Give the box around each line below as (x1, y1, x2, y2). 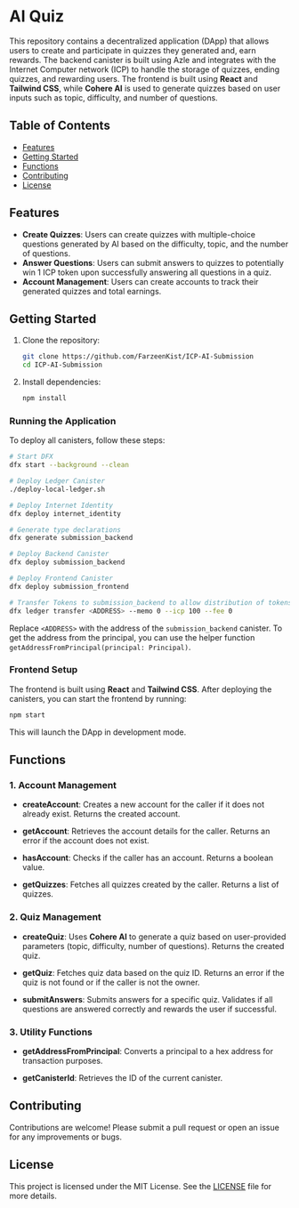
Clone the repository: (21, 335, 101, 346)
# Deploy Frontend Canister (9, 574, 114, 584)
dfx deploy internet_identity (9, 509, 122, 518)
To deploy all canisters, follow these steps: (9, 435, 166, 446)
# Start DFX (9, 452, 53, 462)
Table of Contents (9, 118, 111, 133)
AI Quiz (9, 6, 65, 27)
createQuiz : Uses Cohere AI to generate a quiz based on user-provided (21, 931, 287, 942)
